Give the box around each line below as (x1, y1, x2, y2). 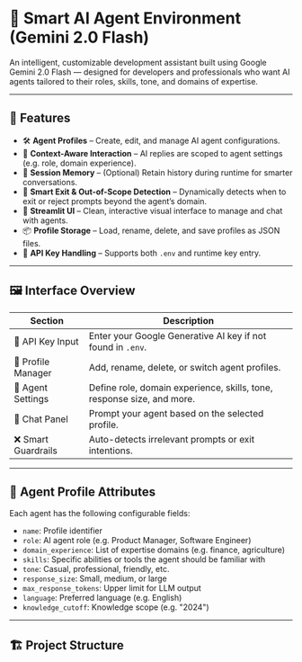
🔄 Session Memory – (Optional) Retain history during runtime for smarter (22, 166, 293, 178)
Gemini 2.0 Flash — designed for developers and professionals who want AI (9, 67, 290, 77)
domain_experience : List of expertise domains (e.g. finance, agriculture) (22, 544, 286, 556)
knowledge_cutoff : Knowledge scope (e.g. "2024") (22, 602, 209, 613)
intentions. (88, 444, 133, 457)
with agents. (22, 215, 69, 226)
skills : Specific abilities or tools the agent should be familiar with (22, 554, 266, 565)
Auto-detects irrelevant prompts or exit (88, 433, 254, 445)
